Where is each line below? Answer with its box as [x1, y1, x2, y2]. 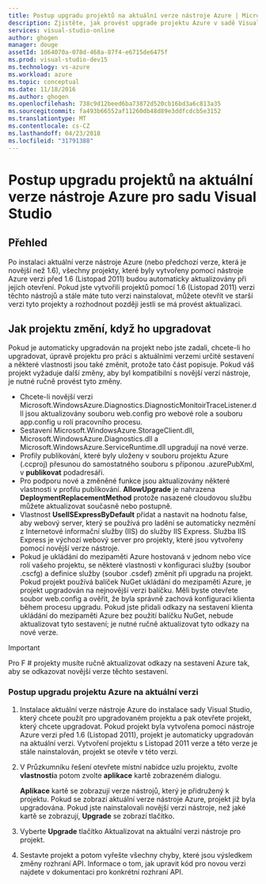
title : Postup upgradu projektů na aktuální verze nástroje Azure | [8, 11, 239, 20]
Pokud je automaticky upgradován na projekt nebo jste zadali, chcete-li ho [8, 343, 251, 352]
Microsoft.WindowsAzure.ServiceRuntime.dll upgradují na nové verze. [19, 443, 249, 452]
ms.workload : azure [8, 70, 73, 78]
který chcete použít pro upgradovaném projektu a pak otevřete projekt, [19, 713, 252, 722]
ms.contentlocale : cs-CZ [8, 122, 90, 130]
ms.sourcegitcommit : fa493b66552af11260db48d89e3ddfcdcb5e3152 [8, 108, 222, 116]
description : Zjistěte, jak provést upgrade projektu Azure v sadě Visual [8, 19, 260, 27]
